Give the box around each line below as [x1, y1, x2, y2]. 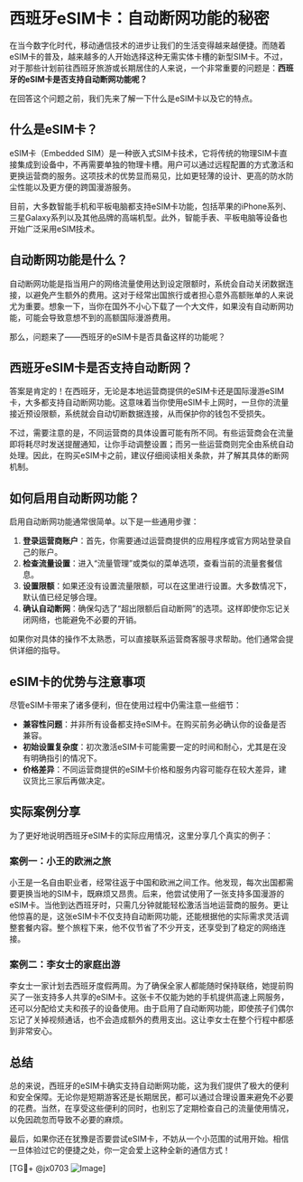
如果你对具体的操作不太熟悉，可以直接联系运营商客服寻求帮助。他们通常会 [9, 633, 286, 644]
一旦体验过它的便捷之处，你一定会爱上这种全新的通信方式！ [9, 1145, 231, 1156]
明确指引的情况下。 [30, 753, 102, 764]
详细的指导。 [16, 645, 65, 656]
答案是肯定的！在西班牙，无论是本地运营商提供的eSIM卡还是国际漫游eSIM [9, 386, 285, 397]
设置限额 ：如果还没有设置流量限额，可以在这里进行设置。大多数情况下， [22, 580, 291, 592]
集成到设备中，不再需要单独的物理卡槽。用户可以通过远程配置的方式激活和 [16, 159, 294, 170]
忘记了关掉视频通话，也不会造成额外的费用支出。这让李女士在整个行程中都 [9, 1014, 286, 1026]
